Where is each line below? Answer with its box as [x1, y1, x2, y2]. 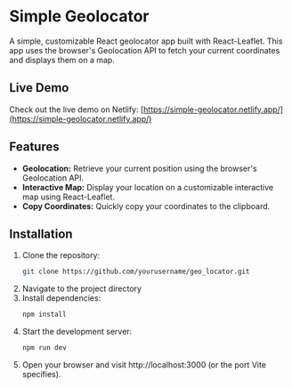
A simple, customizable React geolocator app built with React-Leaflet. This [9, 36, 283, 46]
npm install [21, 310, 67, 319]
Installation [9, 226, 73, 241]
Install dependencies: [21, 293, 101, 303]
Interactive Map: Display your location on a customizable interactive [21, 182, 274, 192]
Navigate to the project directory [21, 283, 142, 295]
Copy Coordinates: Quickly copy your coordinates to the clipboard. [21, 200, 271, 211]
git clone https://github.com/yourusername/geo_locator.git [21, 267, 250, 277]
